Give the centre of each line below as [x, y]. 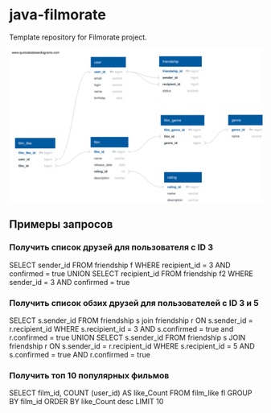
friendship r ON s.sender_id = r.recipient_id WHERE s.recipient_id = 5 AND [132, 346]
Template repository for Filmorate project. [78, 37]
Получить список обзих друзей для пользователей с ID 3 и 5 [134, 303]
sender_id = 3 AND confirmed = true [70, 282]
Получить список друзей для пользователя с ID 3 [111, 247]
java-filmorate [58, 15]
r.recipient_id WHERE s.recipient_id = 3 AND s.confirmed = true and [121, 329]
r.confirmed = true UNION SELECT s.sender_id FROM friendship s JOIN [127, 338]
